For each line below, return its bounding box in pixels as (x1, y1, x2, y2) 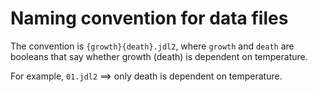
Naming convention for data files (10, 7, 289, 30)
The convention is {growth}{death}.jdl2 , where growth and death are (10, 40, 295, 52)
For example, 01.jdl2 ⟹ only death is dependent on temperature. (10, 70, 283, 82)
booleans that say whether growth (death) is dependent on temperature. (10, 50, 308, 62)
